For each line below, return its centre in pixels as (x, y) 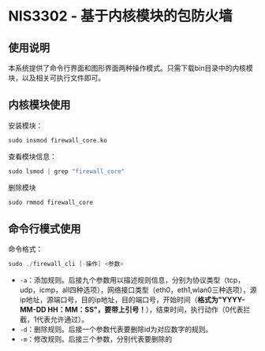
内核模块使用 (39, 105)
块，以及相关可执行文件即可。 (56, 78)
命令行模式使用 (45, 229)
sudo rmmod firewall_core (50, 202)
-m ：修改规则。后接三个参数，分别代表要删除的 (96, 339)
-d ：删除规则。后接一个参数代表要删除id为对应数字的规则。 (116, 329)
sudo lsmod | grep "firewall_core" (67, 171)
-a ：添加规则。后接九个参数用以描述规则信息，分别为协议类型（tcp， (132, 280)
